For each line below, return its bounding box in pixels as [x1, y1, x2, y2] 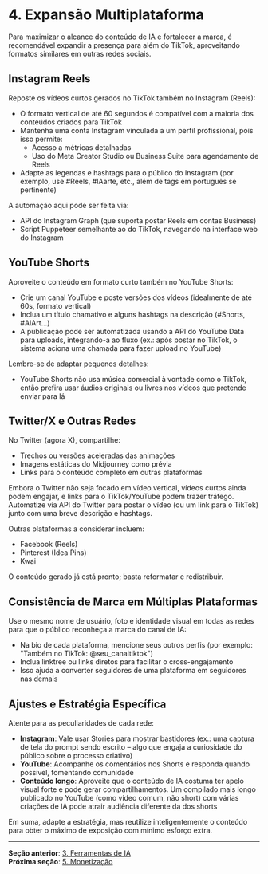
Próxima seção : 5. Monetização [8, 857, 113, 866]
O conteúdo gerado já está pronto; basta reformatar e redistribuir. [8, 572, 224, 581]
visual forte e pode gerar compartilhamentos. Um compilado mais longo [19, 785, 257, 794]
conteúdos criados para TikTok [19, 117, 122, 127]
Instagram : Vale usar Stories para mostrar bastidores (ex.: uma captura [19, 734, 255, 743]
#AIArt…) [19, 317, 50, 328]
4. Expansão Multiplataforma [8, 6, 205, 24]
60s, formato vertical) [19, 301, 92, 310]
